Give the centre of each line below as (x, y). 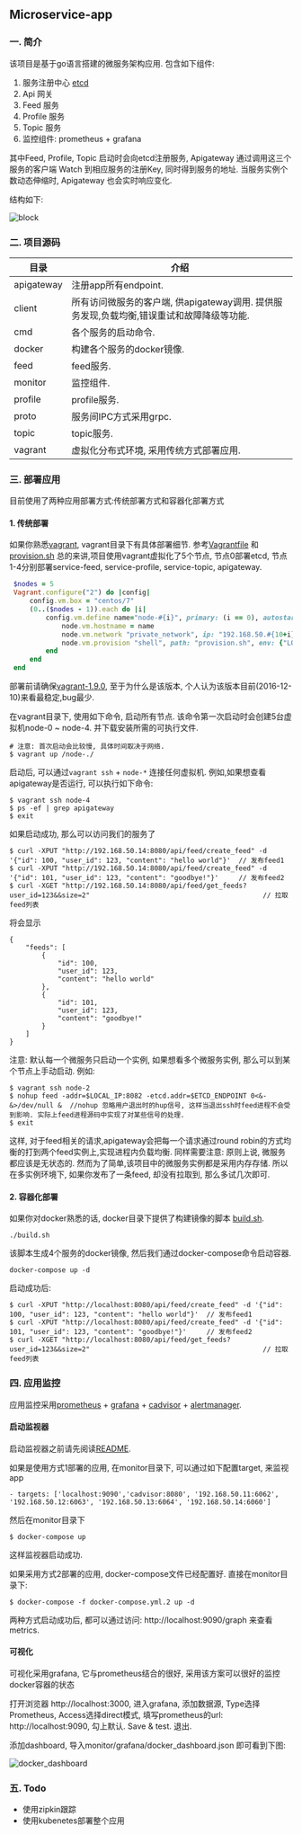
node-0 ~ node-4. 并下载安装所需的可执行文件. (112, 728)
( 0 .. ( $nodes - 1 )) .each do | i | (88, 610)
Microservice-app (61, 15)
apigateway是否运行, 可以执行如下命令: (81, 783)
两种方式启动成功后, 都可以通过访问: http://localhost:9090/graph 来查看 (141, 1620)
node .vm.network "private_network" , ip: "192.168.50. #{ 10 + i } (178, 634)
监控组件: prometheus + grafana (82, 138)
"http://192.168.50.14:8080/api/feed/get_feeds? (154, 886)
